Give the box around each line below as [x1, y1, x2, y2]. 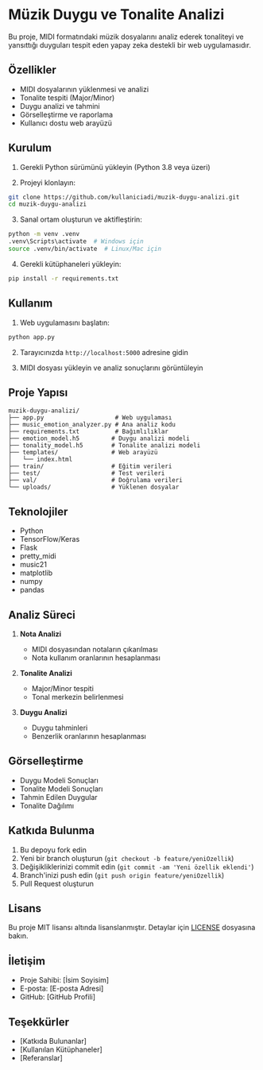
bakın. [8, 931, 29, 941]
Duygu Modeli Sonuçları [19, 775, 99, 785]
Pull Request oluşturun [19, 879, 94, 888]
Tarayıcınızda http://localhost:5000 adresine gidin [19, 347, 189, 357]
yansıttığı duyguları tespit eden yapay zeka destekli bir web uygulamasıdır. [8, 40, 252, 49]
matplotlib [19, 568, 53, 577]
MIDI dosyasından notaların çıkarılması [31, 644, 158, 654]
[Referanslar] [19, 1053, 64, 1062]
